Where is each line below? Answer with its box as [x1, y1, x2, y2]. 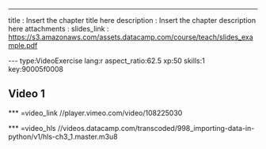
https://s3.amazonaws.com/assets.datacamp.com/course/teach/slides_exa [8, 32, 253, 42]
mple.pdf [8, 41, 38, 50]
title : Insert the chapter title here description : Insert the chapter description [8, 16, 256, 24]
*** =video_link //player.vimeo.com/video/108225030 [8, 108, 183, 117]
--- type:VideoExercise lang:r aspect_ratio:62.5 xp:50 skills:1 [8, 56, 206, 65]
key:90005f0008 [8, 65, 63, 73]
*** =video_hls [8, 123, 56, 132]
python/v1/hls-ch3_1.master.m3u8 [8, 132, 118, 141]
